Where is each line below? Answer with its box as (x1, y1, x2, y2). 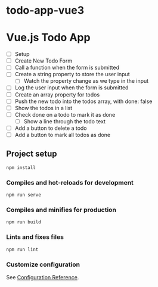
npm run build (6, 219, 42, 225)
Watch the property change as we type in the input (23, 77, 149, 85)
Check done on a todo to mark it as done (14, 111, 116, 118)
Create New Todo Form (14, 57, 73, 64)
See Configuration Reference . (6, 273, 79, 280)
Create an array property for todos (14, 91, 100, 98)
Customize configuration (6, 260, 80, 269)
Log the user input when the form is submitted (14, 84, 129, 91)
